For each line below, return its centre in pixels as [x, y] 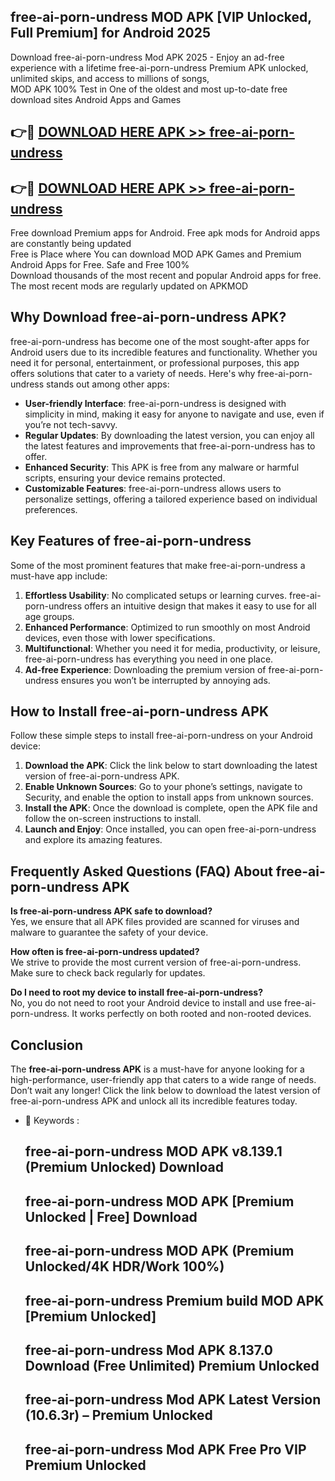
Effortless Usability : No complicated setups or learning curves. [156, 595]
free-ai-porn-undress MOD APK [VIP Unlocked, [161, 17]
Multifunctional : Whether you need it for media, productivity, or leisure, [172, 648]
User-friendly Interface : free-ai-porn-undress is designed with [155, 403]
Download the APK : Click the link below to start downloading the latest [171, 766]
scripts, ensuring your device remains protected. [125, 477]
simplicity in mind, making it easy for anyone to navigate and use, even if [174, 414]
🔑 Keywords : [52, 1121]
